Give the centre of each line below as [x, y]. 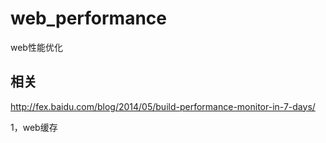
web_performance [89, 18]
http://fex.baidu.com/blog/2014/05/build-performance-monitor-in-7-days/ [163, 106]
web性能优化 [36, 47]
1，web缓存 [34, 127]
